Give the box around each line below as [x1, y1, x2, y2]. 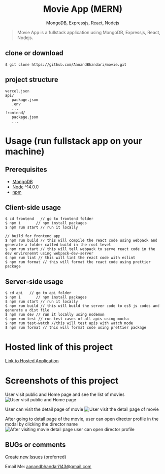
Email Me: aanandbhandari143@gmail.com [5, 463, 92, 469]
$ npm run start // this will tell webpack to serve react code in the [5, 247, 155, 252]
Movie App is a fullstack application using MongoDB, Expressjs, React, [17, 29, 161, 35]
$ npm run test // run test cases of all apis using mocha [5, 316, 129, 322]
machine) [5, 146, 45, 157]
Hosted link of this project [5, 342, 113, 353]
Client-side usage [5, 203, 61, 212]
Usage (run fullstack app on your [5, 135, 142, 146]
